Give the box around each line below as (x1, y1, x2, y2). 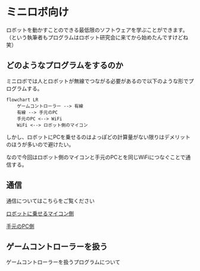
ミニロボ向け (6, 5, 70, 19)
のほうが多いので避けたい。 (6, 141, 74, 148)
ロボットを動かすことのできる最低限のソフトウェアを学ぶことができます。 (6, 26, 189, 33)
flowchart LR (6, 97, 39, 103)
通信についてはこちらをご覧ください (6, 197, 95, 204)
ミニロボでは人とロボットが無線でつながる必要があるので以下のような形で (6, 77, 189, 84)
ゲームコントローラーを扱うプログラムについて (6, 258, 121, 266)
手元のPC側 (6, 222, 35, 230)
